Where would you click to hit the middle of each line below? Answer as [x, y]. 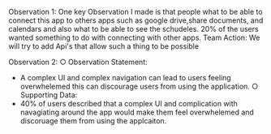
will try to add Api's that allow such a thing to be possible [104, 46]
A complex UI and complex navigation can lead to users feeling [125, 78]
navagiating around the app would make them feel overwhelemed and [137, 112]
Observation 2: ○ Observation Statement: [78, 62]
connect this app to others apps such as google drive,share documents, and [136, 20]
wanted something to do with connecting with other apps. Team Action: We [134, 37]
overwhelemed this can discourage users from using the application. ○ [139, 86]
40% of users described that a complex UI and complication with [129, 104]
